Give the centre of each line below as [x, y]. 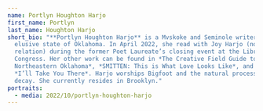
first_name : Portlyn [41, 23]
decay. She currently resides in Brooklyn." [88, 81]
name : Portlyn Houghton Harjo [57, 15]
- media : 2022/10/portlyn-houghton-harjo [83, 95]
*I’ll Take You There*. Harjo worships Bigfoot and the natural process [136, 73]
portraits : [25, 88]
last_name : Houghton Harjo [51, 30]
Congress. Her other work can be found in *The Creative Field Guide [130, 59]
